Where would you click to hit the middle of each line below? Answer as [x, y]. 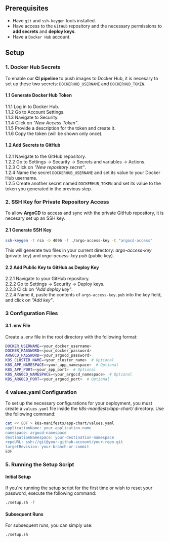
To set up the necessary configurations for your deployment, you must [79, 403]
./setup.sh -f [20, 503]
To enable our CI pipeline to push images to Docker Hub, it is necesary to [82, 78]
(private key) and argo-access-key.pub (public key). [60, 256]
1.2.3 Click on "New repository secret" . [46, 167]
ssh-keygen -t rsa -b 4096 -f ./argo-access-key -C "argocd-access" [79, 241]
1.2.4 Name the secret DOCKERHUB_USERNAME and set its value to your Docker [83, 173]
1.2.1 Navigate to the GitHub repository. [46, 156]
